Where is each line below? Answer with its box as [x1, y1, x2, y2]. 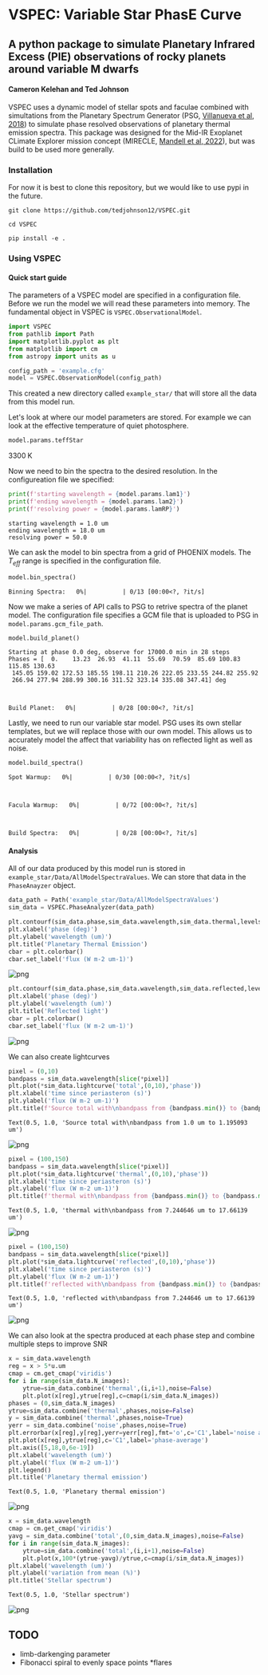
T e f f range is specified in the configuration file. [8, 556, 162, 567]
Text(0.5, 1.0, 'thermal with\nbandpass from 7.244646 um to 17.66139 [8, 1207, 248, 1215]
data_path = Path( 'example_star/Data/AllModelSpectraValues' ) [8, 896, 219, 905]
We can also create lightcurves [8, 1051, 110, 1062]
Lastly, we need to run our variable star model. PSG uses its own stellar [8, 718, 242, 727]
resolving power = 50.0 [8, 533, 88, 542]
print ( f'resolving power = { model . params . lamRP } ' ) [8, 505, 180, 513]
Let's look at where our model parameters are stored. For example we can [8, 412, 251, 422]
